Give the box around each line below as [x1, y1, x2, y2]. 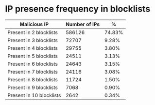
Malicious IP [19, 21, 49, 28]
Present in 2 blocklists [7, 29, 58, 36]
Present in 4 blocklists [7, 45, 58, 51]
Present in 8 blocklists [7, 76, 58, 83]
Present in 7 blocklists [7, 68, 58, 75]
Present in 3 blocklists [7, 37, 58, 44]
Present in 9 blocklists [7, 84, 58, 90]
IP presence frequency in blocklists [5, 3, 151, 15]
